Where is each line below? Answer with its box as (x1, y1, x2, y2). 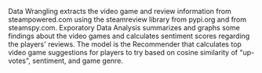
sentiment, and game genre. (32, 56, 124, 65)
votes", (8, 56, 31, 65)
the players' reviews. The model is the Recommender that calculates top (8, 40, 242, 49)
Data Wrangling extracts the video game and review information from (8, 7, 231, 16)
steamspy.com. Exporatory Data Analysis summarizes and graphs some (8, 23, 241, 32)
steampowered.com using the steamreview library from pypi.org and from (8, 15, 247, 24)
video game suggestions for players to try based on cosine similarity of (8, 48, 238, 57)
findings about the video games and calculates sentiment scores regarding (8, 31, 250, 40)
